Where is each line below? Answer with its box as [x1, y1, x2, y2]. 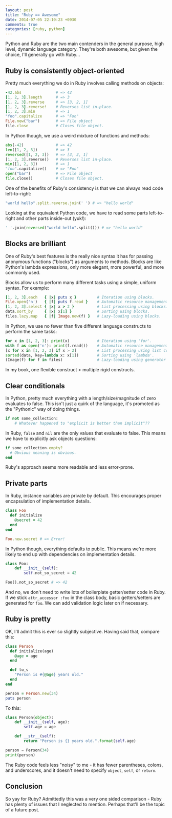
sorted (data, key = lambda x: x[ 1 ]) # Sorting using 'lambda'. [5, 352, 155, 358]
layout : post [5, 7, 33, 13]
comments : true [5, 22, 38, 27]
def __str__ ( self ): [14, 734, 56, 739]
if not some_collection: [5, 416, 58, 421]
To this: [5, 705, 21, 711]
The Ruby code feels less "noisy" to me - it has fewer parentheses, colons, [5, 762, 163, 768]
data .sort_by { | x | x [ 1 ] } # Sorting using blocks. [5, 309, 150, 314]
